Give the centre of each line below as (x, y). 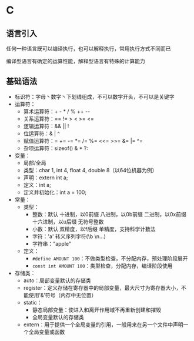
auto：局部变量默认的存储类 (57, 280)
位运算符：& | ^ (41, 133)
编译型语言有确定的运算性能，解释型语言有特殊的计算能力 (76, 61)
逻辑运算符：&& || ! (46, 126)
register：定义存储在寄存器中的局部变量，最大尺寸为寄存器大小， (102, 287)
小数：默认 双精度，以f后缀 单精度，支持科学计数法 (94, 229)
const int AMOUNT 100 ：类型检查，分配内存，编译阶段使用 (102, 266)
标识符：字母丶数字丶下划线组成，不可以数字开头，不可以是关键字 (94, 96)
